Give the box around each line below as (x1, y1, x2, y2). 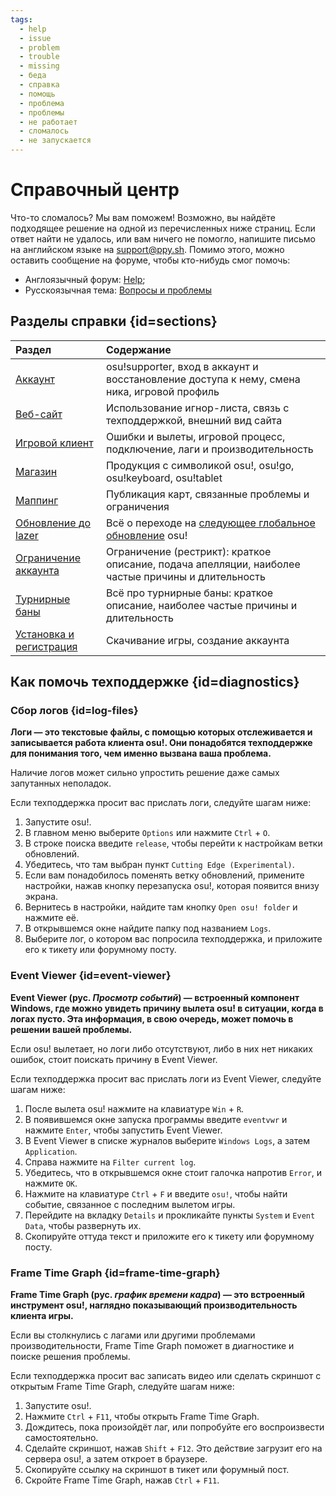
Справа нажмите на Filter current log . (24, 1156, 197, 1168)
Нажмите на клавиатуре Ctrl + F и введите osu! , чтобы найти (24, 1187, 288, 1200)
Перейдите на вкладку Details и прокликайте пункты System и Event (24, 1209, 316, 1221)
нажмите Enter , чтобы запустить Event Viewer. (24, 1124, 223, 1136)
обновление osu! (105, 528, 188, 542)
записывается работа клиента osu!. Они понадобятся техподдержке (10, 737, 313, 749)
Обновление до (15, 516, 91, 530)
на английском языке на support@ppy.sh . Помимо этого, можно (10, 243, 285, 255)
